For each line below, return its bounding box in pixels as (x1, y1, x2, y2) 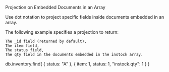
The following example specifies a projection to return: (5, 29, 119, 35)
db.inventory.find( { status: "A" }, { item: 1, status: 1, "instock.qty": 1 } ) (5, 61, 150, 67)
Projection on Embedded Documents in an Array (5, 5, 106, 10)
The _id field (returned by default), (5, 39, 87, 44)
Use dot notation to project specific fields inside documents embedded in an (5, 14, 164, 20)
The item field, (5, 43, 39, 48)
